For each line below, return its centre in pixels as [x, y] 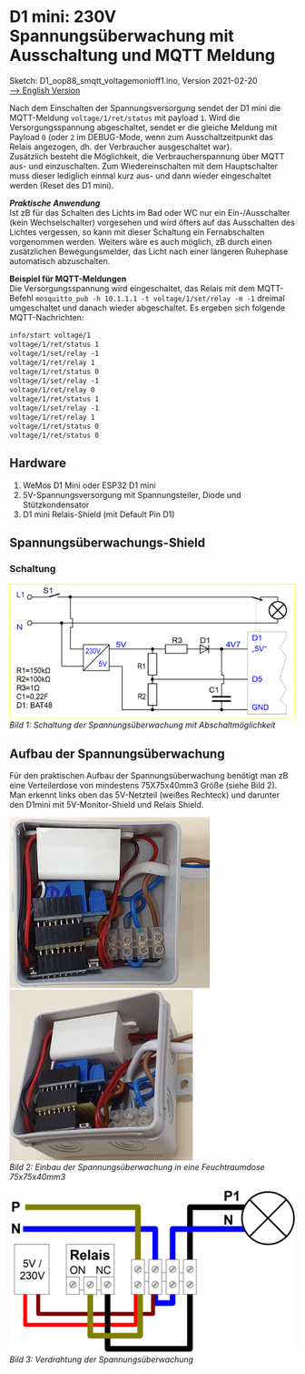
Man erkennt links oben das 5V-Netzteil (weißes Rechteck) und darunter [144, 795]
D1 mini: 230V [63, 17]
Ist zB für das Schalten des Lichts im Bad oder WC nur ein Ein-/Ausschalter [150, 212]
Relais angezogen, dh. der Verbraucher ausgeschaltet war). [121, 147]
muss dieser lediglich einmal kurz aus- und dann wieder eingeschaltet [141, 176]
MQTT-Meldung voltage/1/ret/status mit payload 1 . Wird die [125, 117]
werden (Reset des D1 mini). [62, 185]
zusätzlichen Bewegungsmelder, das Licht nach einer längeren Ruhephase [149, 251]
